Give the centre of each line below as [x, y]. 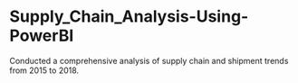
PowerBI [42, 36]
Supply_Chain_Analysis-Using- [129, 17]
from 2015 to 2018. [44, 70]
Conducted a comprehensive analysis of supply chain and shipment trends [149, 60]
